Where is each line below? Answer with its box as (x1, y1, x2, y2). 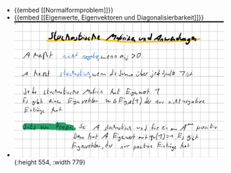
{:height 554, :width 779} (13, 158, 86, 167)
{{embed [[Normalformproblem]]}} (13, 6, 114, 14)
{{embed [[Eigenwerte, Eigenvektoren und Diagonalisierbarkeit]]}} (13, 13, 204, 22)
